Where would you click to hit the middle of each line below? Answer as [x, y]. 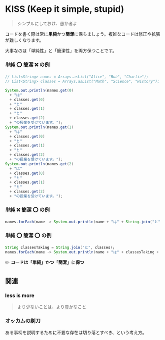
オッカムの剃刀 [23, 321]
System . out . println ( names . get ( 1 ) [39, 127]
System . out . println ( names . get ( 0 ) [39, 90]
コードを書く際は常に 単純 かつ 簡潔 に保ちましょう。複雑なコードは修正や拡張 [83, 34]
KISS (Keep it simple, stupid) [65, 9]
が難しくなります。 [24, 40]
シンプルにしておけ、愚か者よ [47, 23]
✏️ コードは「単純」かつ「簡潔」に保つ [45, 262]
